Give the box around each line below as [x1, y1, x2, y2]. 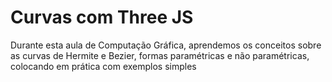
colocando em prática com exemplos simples [10, 60, 197, 72]
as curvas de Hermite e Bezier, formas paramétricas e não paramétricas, [10, 49, 310, 61]
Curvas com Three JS [10, 6, 194, 29]
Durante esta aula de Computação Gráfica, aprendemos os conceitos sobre [10, 39, 322, 51]
